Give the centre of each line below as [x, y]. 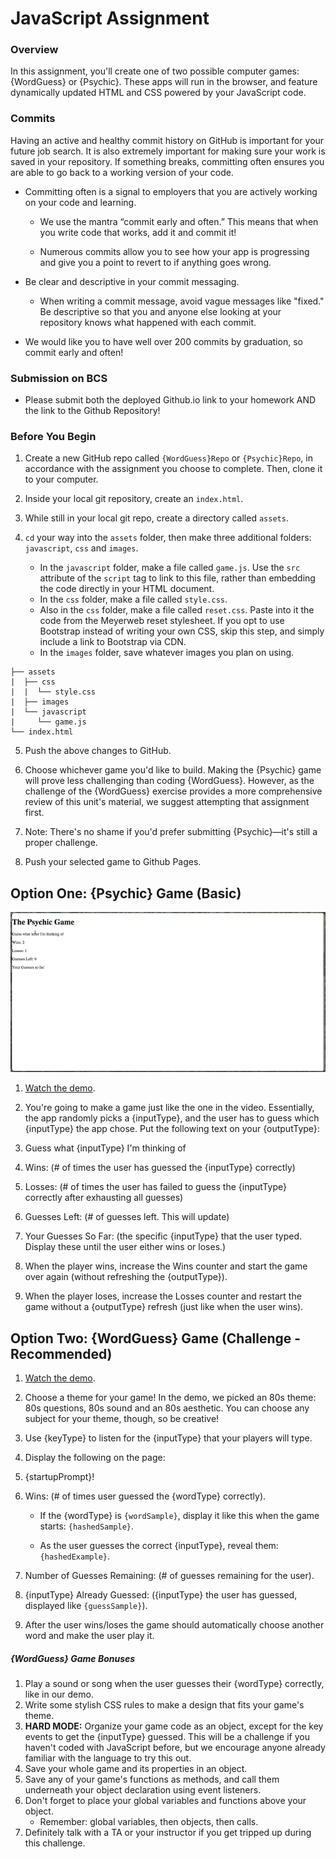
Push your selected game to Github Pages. [113, 862]
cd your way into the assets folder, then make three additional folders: [168, 538]
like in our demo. [59, 1694]
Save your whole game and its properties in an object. [136, 1769]
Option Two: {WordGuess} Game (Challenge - [156, 1338]
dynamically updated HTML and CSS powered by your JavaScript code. [158, 93]
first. [34, 813]
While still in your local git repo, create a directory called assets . [156, 518]
